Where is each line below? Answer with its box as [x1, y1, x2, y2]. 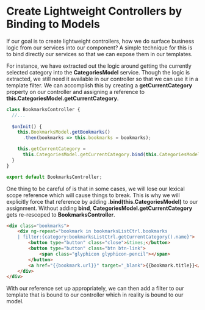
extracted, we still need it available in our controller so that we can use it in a [6, 75, 198, 82]
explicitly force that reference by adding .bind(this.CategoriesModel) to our [6, 198, 198, 205]
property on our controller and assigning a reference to [6, 88, 145, 95]
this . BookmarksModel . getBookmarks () [17, 129, 111, 135]
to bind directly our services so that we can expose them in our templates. [6, 50, 193, 57]
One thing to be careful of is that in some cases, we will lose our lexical [6, 185, 185, 192]
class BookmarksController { [6, 106, 81, 112]
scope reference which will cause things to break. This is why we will [6, 191, 180, 199]
